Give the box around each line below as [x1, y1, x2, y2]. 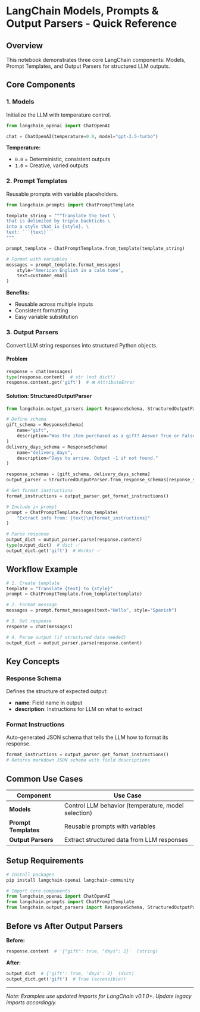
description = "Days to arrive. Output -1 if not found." [17, 455, 159, 461]
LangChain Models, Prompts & [6, 4, 159, 18]
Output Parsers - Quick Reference [6, 17, 177, 30]
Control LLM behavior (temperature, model [64, 801, 184, 810]
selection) [64, 809, 92, 817]
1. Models [6, 98, 35, 106]
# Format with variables [6, 256, 68, 262]
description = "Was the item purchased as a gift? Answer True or [17, 433, 180, 439]
